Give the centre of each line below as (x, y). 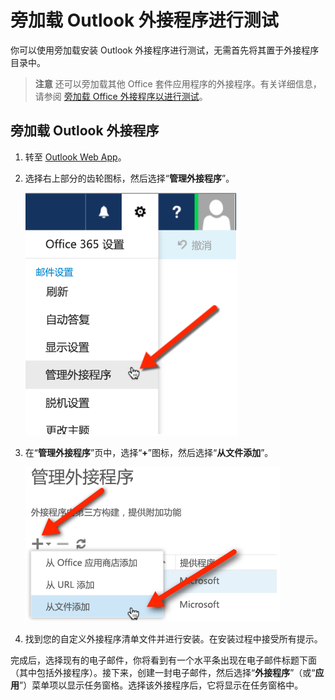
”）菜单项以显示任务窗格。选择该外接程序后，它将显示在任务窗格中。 (161, 685)
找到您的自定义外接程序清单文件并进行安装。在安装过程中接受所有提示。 (173, 638)
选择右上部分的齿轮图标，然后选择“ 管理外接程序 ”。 (129, 178)
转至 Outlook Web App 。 (75, 157)
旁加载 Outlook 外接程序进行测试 (144, 20)
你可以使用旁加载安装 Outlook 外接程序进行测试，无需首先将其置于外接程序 (165, 50)
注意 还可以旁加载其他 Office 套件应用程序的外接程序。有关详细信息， (178, 83)
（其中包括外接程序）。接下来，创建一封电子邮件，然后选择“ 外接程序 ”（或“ (163, 672)
